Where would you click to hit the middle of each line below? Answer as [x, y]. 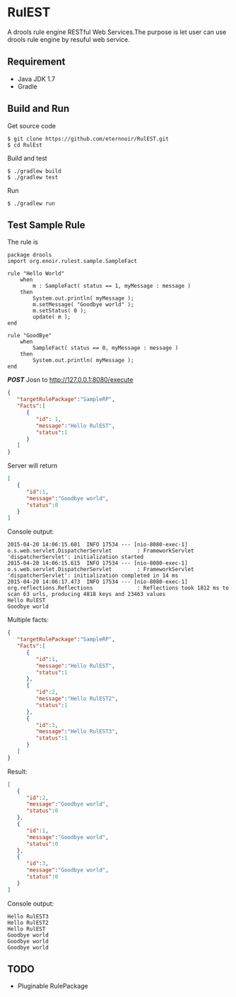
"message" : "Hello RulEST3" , [77, 732]
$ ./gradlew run [31, 203]
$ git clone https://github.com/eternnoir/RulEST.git [88, 139]
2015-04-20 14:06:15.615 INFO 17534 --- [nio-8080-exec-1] [98, 563]
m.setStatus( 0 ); [60, 311]
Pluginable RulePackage [53, 986]
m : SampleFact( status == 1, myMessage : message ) [112, 286]
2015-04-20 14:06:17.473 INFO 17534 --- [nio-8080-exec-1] [98, 582]
